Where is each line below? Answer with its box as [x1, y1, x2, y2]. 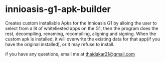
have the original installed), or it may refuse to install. [5, 41, 114, 47]
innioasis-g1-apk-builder [5, 3, 111, 15]
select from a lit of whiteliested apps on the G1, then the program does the [5, 25, 158, 31]
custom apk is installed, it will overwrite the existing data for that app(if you [5, 36, 160, 42]
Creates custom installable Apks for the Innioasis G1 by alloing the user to [5, 20, 157, 26]
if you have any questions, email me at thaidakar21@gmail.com [5, 51, 135, 57]
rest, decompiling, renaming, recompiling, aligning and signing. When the [5, 30, 156, 36]
